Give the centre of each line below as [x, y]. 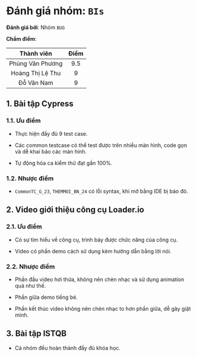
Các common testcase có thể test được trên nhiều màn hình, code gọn [101, 145]
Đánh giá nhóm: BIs [55, 11]
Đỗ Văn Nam [36, 82]
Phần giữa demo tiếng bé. [46, 297]
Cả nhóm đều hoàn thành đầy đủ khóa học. [67, 348]
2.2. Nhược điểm [31, 266]
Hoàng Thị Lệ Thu [36, 73]
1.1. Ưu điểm [23, 121]
